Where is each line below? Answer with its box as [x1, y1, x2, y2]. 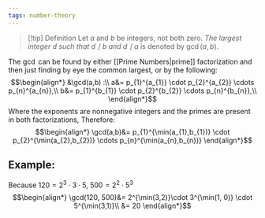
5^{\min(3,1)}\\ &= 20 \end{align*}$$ [73, 201, 192, 211]
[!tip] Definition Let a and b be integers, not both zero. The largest [27, 33, 242, 42]
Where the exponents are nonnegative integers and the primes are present [8, 106, 251, 116]
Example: [8, 158, 55, 172]
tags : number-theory [8, 11, 77, 20]
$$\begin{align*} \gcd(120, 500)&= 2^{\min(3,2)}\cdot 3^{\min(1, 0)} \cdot [12, 193, 253, 202]
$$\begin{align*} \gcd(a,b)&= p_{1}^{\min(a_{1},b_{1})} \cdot [35, 127, 230, 136]
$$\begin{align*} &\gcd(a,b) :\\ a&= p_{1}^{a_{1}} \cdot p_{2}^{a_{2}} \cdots [10, 77, 255, 87]
